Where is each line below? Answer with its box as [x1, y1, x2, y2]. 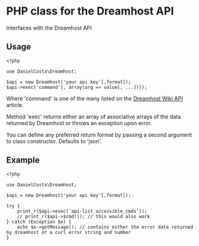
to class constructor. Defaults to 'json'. [6, 137, 102, 144]
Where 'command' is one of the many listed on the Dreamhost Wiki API [6, 95, 183, 102]
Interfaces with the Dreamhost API [6, 24, 92, 31]
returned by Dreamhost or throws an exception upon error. [6, 119, 152, 126]
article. [6, 101, 24, 108]
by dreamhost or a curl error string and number [6, 229, 131, 235]
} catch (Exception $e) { [6, 219, 71, 225]
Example [6, 155, 40, 166]
